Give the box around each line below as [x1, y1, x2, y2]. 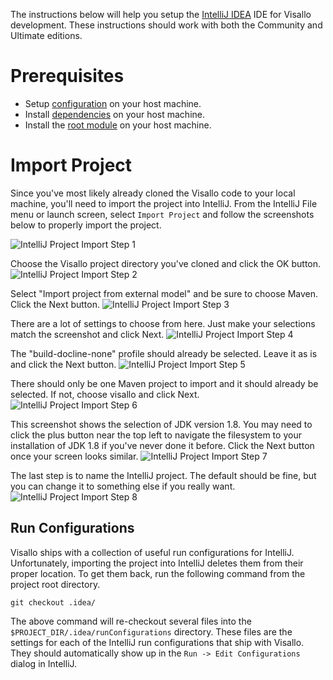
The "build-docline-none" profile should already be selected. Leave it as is [10, 347, 318, 359]
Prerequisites [10, 65, 125, 88]
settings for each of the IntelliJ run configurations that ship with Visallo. [10, 636, 305, 648]
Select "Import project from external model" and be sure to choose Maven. [10, 287, 318, 299]
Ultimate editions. [10, 30, 83, 41]
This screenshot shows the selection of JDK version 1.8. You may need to [10, 418, 313, 430]
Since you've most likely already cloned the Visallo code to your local [10, 187, 296, 199]
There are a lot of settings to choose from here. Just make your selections [10, 317, 316, 329]
